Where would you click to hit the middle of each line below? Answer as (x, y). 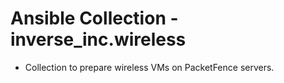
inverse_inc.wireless (98, 39)
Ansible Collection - (94, 18)
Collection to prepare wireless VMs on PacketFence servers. (149, 67)
